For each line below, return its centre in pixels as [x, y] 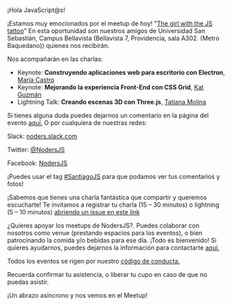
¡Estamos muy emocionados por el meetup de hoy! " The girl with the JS [110, 23]
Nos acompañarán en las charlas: [55, 59]
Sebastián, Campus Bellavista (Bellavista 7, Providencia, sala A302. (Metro [114, 38]
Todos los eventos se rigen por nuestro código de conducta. [94, 261]
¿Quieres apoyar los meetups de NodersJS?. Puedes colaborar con [103, 226]
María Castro [36, 80]
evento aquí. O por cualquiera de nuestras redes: [77, 123]
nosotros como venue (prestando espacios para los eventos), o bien [105, 233]
